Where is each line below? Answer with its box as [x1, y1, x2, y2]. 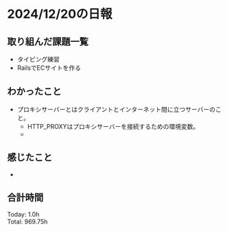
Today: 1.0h [7, 210, 40, 219]
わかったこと [7, 86, 62, 97]
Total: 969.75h [7, 217, 48, 226]
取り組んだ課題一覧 [7, 36, 89, 47]
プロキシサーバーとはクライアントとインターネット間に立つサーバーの [16, 105, 216, 113]
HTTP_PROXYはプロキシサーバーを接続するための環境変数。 [27, 122, 199, 130]
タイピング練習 [16, 56, 60, 63]
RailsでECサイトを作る [16, 64, 81, 72]
